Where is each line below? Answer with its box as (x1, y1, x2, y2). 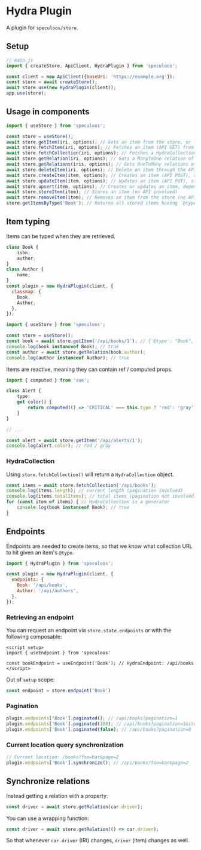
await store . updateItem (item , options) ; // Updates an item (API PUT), (6, 178, 188, 184)
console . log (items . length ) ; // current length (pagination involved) (6, 488, 184, 494)
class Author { (6, 266, 44, 273)
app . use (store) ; (6, 90, 47, 96)
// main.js (6, 57, 33, 63)
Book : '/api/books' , (17, 582, 68, 589)
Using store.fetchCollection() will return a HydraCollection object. (6, 471, 175, 478)
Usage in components (6, 106, 90, 117)
